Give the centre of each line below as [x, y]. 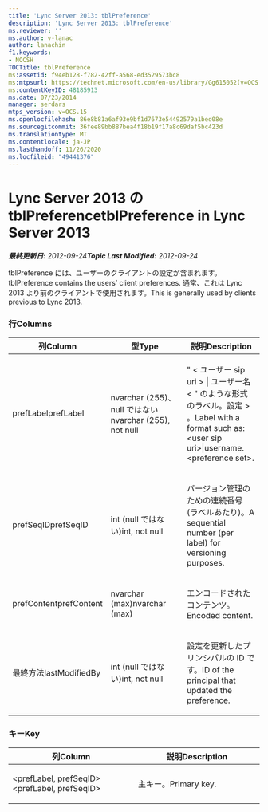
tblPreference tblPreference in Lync [127, 216]
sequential [206, 523]
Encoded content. [220, 616]
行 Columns [30, 324]
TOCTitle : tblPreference [49, 68]
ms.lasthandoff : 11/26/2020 [55, 149]
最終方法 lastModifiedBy [57, 673]
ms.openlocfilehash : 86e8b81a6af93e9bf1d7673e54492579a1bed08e [116, 120]
